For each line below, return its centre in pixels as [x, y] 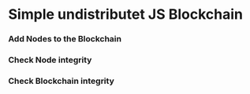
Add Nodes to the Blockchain [65, 39]
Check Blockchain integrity [61, 81]
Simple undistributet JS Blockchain [125, 14]
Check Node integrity [50, 60]
